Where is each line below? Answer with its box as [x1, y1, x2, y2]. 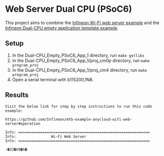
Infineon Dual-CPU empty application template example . [5, 25, 119, 31]
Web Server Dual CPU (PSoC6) [5, 3, 132, 15]
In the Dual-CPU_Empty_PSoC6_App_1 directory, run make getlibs [12, 52, 144, 58]
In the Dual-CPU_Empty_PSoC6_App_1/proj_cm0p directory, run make [12, 58, 150, 63]
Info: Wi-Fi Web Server [5, 134, 87, 139]
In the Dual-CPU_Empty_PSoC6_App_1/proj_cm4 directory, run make [12, 67, 147, 73]
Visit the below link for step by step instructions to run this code [5, 104, 152, 109]
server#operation [5, 121, 41, 126]
